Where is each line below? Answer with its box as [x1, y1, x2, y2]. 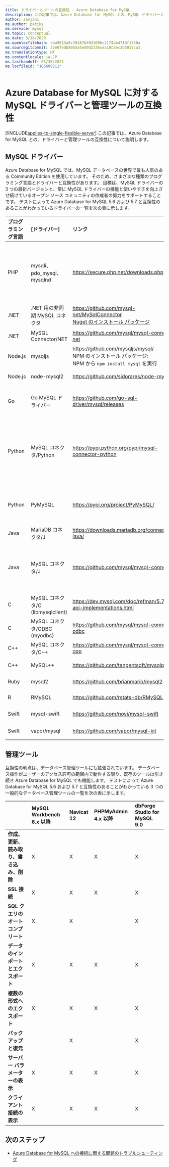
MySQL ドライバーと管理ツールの [5, 100, 144, 111]
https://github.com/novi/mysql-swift [72, 710, 159, 717]
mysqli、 [31, 262, 52, 269]
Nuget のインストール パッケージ [72, 318, 150, 325]
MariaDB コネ [31, 526, 63, 533]
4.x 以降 [94, 815, 113, 822]
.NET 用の [31, 304, 54, 311]
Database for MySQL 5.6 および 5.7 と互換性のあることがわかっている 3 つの [5, 783, 163, 789]
